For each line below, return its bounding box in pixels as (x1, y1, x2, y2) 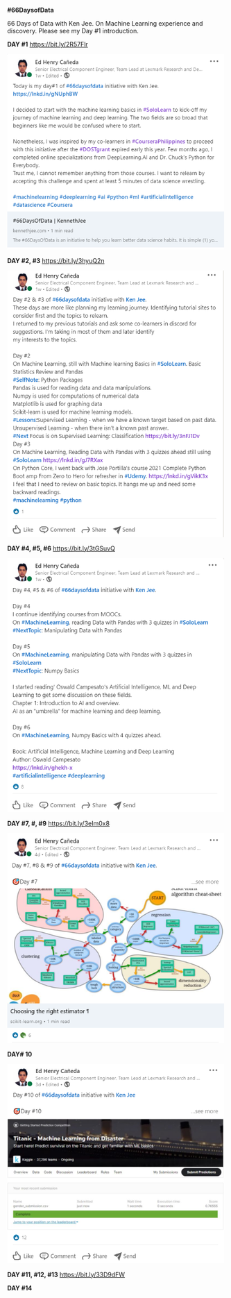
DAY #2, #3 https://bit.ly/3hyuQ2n (7, 256, 105, 264)
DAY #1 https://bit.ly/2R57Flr (7, 40, 88, 48)
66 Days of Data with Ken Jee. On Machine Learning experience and (7, 19, 203, 27)
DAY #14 (7, 1283, 33, 1292)
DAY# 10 (7, 1050, 33, 1059)
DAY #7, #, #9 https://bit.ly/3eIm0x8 (7, 819, 110, 827)
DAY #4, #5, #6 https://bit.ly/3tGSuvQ (7, 544, 116, 553)
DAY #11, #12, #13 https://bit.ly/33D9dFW (7, 1270, 126, 1279)
